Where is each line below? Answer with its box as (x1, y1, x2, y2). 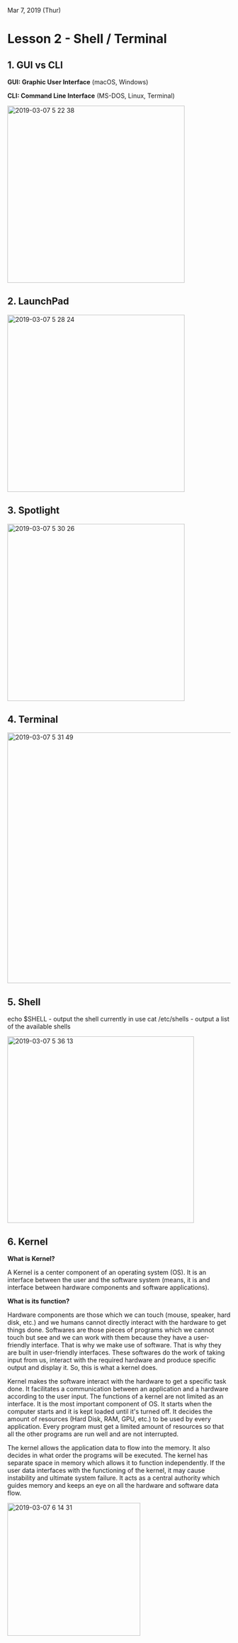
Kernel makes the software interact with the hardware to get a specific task (7, 1377, 227, 1386)
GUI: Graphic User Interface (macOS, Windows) (7, 78, 149, 86)
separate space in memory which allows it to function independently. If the (7, 1459, 225, 1467)
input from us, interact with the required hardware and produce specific (7, 1356, 217, 1364)
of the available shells (7, 1022, 71, 1031)
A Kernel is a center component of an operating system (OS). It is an (7, 1268, 207, 1277)
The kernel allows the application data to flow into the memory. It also (7, 1444, 210, 1452)
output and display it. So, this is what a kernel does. (7, 1364, 158, 1372)
